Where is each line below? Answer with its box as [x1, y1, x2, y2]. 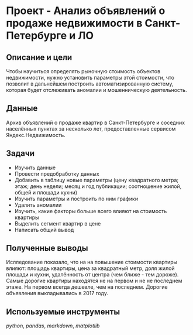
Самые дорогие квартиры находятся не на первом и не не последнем [6, 277, 182, 285]
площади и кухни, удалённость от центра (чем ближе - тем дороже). [6, 271, 179, 278]
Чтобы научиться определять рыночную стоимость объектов [6, 68, 161, 74]
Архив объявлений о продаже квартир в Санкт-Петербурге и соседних [6, 119, 185, 126]
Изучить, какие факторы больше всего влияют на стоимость [14, 207, 167, 214]
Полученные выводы [6, 243, 89, 253]
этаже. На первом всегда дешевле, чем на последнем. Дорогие [6, 283, 168, 290]
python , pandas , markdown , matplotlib [6, 322, 100, 329]
